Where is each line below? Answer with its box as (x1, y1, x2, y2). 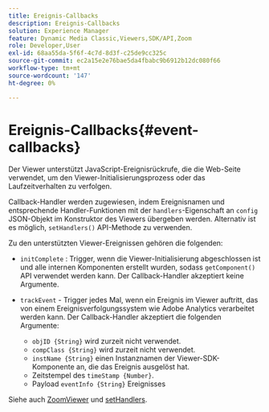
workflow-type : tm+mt (8, 64, 81, 72)
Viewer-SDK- (177, 353, 220, 363)
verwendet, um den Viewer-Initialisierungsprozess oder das (8, 173, 206, 183)
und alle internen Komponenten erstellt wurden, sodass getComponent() (19, 262, 255, 272)
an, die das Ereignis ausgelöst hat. (75, 362, 190, 372)
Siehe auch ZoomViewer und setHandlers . (8, 395, 148, 405)
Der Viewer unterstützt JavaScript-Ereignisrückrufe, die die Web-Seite (8, 164, 241, 174)
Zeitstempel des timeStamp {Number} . (31, 371, 154, 381)
